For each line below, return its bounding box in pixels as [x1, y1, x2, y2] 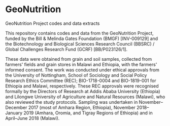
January [5, 110, 23, 116]
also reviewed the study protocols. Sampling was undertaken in [5, 99, 138, 105]
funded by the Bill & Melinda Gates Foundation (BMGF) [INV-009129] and [5, 35, 158, 41]
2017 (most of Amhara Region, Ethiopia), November [28, 104, 136, 110]
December [5, 104, 27, 110]
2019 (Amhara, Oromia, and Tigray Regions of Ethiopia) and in [23, 110, 153, 116]
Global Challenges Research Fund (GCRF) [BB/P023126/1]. [5, 46, 128, 52]
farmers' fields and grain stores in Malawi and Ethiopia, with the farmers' [5, 61, 157, 67]
